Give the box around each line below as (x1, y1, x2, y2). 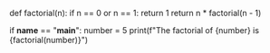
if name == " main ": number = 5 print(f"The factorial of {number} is (9, 25, 260, 35)
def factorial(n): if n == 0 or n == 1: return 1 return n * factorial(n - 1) (9, 8, 262, 18)
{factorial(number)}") (9, 35, 89, 45)
